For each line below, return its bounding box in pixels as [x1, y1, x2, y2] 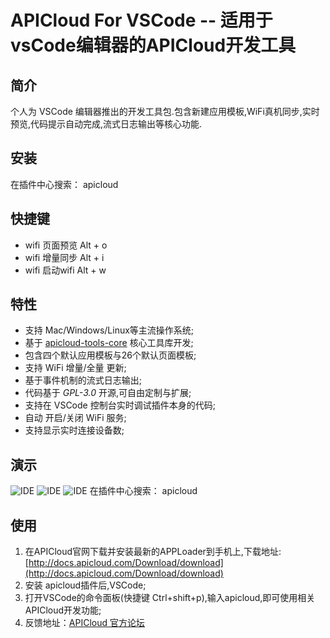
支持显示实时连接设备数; [24, 424, 125, 436]
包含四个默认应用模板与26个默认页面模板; [24, 349, 197, 361]
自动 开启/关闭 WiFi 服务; [24, 412, 127, 424]
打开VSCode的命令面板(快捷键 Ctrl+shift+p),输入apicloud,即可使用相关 [24, 592, 316, 604]
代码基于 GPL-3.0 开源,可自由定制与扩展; [24, 387, 192, 399]
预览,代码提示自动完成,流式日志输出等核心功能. [10, 118, 203, 130]
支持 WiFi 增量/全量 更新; [24, 362, 127, 374]
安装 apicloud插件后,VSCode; [24, 579, 147, 591]
